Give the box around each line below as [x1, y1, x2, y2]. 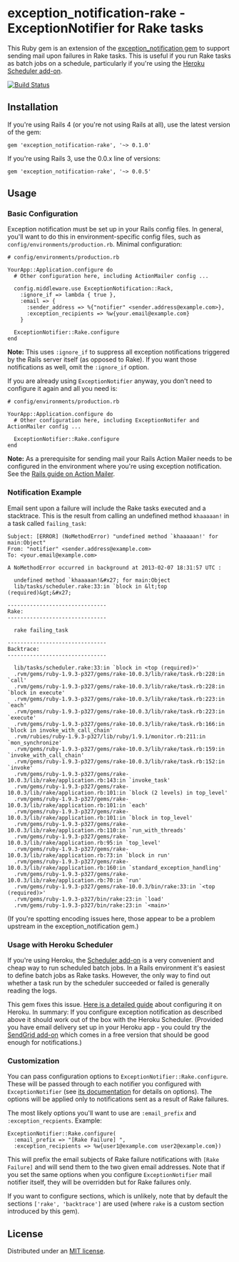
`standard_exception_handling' [128, 864, 222, 871]
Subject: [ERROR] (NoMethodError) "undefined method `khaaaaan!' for [7, 532, 219, 540]
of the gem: [7, 127, 41, 136]
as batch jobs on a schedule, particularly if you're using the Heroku [7, 59, 205, 67]
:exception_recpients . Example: [7, 1116, 102, 1125]
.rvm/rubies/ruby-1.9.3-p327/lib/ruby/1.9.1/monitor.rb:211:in [14, 732, 205, 740]
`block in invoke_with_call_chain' [7, 727, 113, 734]
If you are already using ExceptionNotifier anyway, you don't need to [7, 377, 213, 385]
